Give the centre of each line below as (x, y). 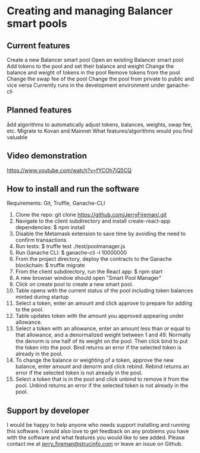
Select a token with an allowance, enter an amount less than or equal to (103, 329)
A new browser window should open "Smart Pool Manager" (88, 278)
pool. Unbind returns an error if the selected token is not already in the (102, 386)
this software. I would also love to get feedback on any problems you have (98, 431)
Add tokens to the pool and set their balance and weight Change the (90, 66)
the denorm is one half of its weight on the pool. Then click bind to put (101, 341)
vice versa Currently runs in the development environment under (86, 85)
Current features (38, 46)
